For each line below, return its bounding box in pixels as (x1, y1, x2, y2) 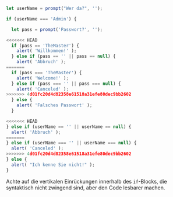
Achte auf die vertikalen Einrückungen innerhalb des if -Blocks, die (6, 178, 167, 185)
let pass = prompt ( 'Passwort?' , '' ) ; (11, 26, 103, 32)
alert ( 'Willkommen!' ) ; (16, 48, 77, 54)
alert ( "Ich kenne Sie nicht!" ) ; (11, 161, 95, 168)
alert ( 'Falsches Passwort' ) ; (16, 102, 93, 108)
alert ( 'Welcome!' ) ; (16, 75, 69, 81)
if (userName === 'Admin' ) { (6, 16, 77, 22)
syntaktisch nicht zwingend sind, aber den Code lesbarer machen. (6, 184, 165, 191)
